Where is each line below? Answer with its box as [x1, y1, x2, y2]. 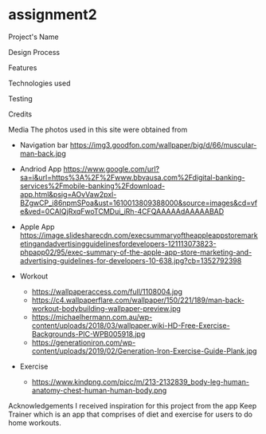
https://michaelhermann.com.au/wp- [31, 312, 153, 322]
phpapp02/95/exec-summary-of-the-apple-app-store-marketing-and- [19, 247, 252, 257]
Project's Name [8, 32, 59, 41]
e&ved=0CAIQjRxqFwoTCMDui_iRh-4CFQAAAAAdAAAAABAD [19, 206, 225, 216]
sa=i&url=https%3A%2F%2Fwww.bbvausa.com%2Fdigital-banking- [19, 172, 245, 182]
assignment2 [8, 6, 97, 24]
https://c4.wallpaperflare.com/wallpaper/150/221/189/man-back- [31, 295, 244, 305]
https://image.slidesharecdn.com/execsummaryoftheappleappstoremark [19, 230, 258, 240]
